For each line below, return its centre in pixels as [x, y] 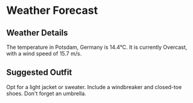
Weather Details [37, 33]
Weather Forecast [52, 11]
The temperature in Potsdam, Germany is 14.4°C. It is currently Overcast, [97, 47]
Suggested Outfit [39, 73]
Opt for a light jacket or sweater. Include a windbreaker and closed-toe [94, 87]
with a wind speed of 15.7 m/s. [44, 54]
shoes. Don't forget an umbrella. [46, 93]
